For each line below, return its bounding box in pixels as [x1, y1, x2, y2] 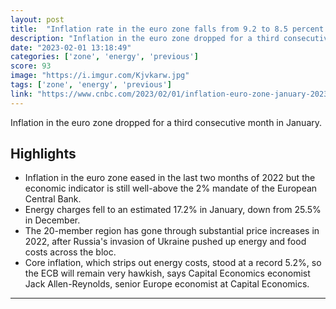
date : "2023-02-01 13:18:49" [10, 42, 132, 53]
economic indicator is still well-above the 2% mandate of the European [24, 182, 318, 195]
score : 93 [10, 61, 52, 71]
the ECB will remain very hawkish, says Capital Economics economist [24, 267, 311, 280]
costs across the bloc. [24, 246, 117, 258]
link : [10, 89, 33, 99]
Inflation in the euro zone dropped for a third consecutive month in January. [10, 116, 323, 128]
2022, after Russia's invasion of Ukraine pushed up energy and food [24, 236, 307, 248]
